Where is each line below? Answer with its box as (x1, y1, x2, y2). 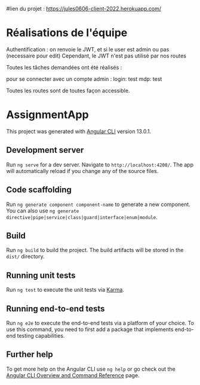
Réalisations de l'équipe (6, 26, 128, 40)
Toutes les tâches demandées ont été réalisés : (6, 63, 122, 71)
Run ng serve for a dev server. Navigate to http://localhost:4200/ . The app (6, 161, 194, 168)
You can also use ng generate (6, 207, 79, 214)
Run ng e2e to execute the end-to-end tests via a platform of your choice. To (6, 319, 195, 326)
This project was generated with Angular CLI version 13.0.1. (6, 128, 152, 135)
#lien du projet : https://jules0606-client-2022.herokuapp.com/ (6, 5, 162, 12)
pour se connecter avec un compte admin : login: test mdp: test (6, 75, 162, 83)
